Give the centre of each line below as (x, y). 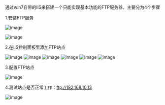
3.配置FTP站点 (20, 67)
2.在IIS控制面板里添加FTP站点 (35, 47)
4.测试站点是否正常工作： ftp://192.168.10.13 (49, 87)
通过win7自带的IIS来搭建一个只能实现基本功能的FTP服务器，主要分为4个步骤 (82, 7)
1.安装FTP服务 (19, 18)
